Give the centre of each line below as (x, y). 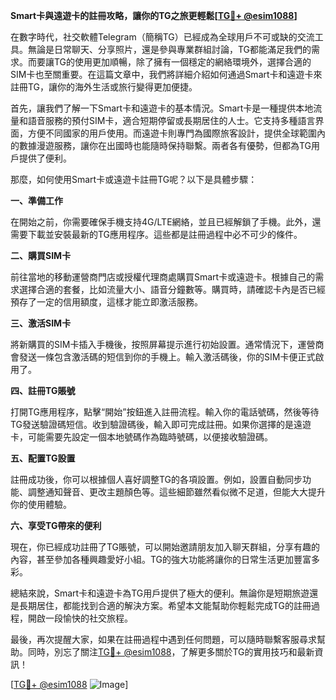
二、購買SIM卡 (41, 255)
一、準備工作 (36, 200)
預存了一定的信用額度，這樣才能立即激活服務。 (106, 302)
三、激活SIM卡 (41, 323)
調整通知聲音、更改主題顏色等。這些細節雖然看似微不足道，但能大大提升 (176, 492)
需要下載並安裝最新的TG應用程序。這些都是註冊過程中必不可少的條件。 (156, 234)
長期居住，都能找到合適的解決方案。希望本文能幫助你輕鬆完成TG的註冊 (165, 605)
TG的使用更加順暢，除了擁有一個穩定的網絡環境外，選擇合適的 (182, 62)
